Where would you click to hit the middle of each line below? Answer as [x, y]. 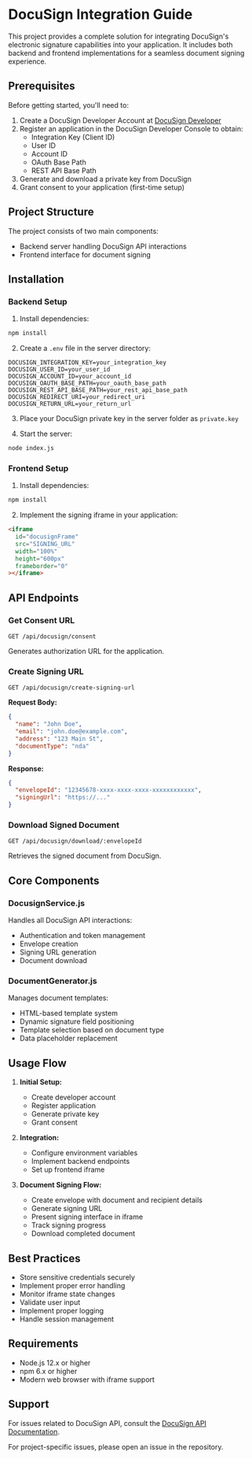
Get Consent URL [42, 620]
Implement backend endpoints [80, 1162]
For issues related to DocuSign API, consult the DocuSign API [107, 1423]
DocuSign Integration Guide [100, 15]
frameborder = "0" [42, 566]
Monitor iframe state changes [67, 1294]
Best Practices [44, 1258]
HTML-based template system [68, 1014]
